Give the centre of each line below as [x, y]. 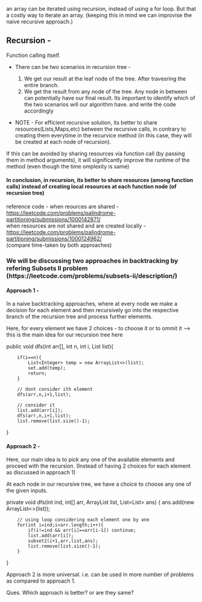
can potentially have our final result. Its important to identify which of [109, 98]
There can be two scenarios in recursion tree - [73, 67]
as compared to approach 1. [41, 581]
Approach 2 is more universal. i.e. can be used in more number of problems [100, 575]
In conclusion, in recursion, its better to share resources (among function [100, 180]
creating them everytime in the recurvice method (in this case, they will [103, 135]
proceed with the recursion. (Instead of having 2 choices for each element [99, 466]
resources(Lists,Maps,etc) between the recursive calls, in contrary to [100, 129]
